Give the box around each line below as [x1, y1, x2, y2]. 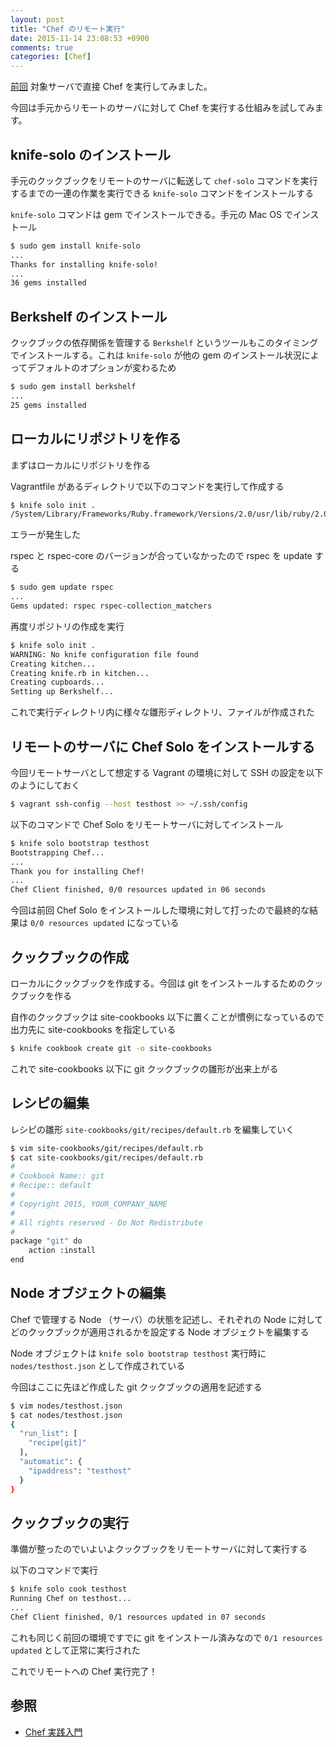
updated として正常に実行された [10, 1644, 141, 1656]
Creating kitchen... [10, 659, 97, 669]
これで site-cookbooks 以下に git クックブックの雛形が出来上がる [10, 1062, 279, 1075]
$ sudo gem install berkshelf [10, 382, 137, 392]
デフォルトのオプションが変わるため [27, 362, 177, 374]
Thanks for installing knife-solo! [10, 259, 159, 270]
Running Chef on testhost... [10, 1594, 132, 1604]
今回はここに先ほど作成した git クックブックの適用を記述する [10, 1381, 263, 1393]
